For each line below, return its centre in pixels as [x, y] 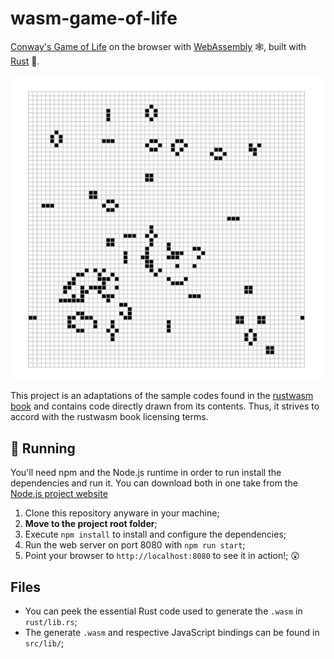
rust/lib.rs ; [51, 622]
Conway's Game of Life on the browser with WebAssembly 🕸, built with [158, 46]
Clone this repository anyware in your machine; [122, 513]
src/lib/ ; [44, 643]
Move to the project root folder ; [91, 524]
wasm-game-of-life [94, 18]
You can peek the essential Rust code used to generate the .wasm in [163, 611]
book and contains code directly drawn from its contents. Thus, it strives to [165, 406]
